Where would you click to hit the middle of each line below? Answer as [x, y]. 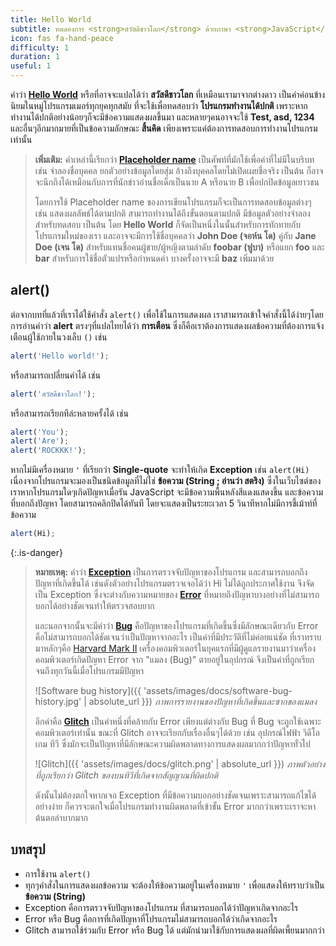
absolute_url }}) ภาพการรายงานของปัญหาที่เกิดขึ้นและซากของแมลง [202, 702]
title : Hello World [51, 19]
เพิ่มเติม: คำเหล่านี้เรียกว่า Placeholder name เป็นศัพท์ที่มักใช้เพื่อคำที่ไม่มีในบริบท [174, 159]
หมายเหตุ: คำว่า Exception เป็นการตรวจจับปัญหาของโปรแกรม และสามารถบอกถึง [171, 572]
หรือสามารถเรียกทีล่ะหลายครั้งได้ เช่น [69, 413]
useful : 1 [31, 66]
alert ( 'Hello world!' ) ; [60, 356]
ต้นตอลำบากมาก [61, 818]
